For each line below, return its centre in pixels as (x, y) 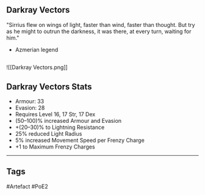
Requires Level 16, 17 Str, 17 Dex (55, 114)
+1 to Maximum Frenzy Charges (55, 147)
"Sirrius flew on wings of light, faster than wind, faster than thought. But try (101, 24)
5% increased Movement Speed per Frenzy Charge (80, 141)
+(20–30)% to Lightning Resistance (60, 127)
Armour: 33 (30, 101)
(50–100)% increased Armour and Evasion (68, 121)
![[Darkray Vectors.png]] (37, 67)
